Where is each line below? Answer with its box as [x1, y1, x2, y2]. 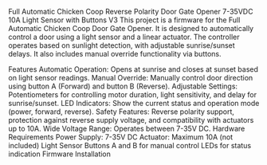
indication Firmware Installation [8, 149, 112, 159]
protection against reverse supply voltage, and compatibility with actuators [8, 116, 254, 124]
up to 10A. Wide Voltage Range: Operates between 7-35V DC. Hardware [8, 124, 245, 133]
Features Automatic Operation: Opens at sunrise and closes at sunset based [8, 65, 259, 74]
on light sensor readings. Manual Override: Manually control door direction [8, 73, 253, 82]
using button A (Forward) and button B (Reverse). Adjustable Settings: [8, 81, 238, 91]
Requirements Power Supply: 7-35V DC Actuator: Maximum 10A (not [8, 132, 234, 142]
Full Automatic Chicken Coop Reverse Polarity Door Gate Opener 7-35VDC [8, 7, 253, 16]
